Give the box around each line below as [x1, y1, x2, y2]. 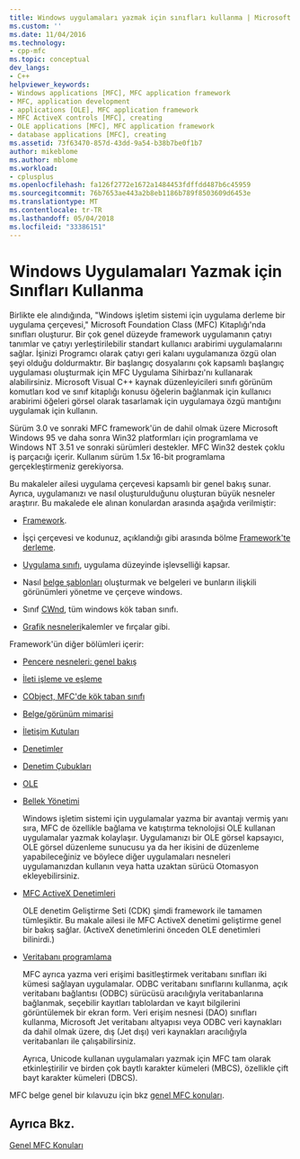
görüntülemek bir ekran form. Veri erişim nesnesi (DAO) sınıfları [22, 1007, 258, 1018]
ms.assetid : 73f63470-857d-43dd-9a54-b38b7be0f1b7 [9, 139, 203, 148]
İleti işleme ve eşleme [22, 674, 102, 685]
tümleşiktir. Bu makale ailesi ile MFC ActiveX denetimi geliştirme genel [22, 915, 281, 926]
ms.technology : [9, 38, 66, 48]
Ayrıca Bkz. [9, 1116, 75, 1131]
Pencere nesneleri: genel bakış [22, 656, 137, 667]
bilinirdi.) [22, 934, 56, 945]
